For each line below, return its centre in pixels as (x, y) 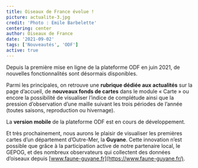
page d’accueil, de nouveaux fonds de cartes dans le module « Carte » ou (98, 91)
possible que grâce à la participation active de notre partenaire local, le (93, 145)
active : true (22, 50)
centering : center (29, 28)
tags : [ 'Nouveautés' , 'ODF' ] (42, 45)
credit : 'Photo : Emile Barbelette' (51, 23)
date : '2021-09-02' (30, 39)
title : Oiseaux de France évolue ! (50, 12)
